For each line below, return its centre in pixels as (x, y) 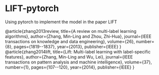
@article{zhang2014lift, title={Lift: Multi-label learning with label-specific (78, 52)
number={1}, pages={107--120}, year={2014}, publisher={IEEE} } (70, 67)
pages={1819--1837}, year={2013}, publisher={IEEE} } (68, 46)
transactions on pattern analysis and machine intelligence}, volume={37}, (79, 62)
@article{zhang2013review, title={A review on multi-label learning (71, 31)
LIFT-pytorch (32, 8)
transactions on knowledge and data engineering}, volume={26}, (70, 41)
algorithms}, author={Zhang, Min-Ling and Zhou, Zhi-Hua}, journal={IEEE (78, 36)
